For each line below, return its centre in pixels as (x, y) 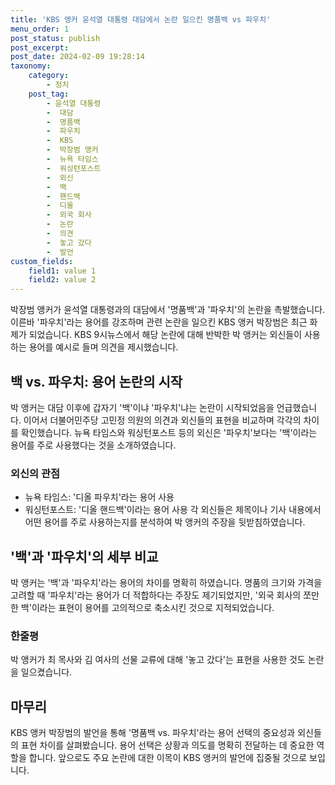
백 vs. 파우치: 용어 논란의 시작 (96, 381)
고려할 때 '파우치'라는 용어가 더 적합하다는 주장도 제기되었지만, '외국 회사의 (156, 595)
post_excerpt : (40, 47)
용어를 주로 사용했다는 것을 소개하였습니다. (93, 445)
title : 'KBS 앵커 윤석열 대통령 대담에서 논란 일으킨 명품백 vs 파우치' (141, 19)
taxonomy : (31, 66)
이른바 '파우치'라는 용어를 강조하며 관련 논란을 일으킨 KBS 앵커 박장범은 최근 (159, 322)
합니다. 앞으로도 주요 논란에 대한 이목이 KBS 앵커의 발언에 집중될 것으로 (168, 758)
